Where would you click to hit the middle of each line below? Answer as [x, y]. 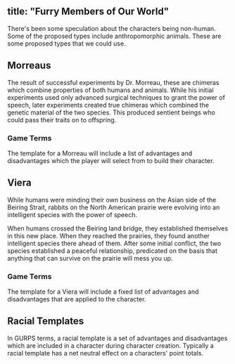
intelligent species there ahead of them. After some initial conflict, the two [114, 243]
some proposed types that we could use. [66, 43]
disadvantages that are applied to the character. [77, 299]
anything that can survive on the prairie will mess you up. [90, 258]
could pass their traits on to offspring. [62, 119]
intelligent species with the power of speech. [72, 214]
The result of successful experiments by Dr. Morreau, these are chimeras [113, 82]
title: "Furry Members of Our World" [88, 12]
